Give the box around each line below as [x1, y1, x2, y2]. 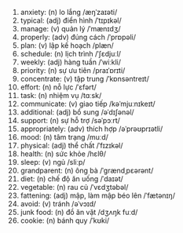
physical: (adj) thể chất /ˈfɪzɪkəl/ [20, 141, 124, 150]
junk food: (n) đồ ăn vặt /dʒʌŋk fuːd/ [20, 208, 138, 217]
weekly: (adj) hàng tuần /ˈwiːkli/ [20, 57, 121, 67]
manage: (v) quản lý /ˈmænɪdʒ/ [20, 24, 121, 33]
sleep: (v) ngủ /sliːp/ [20, 158, 86, 166]
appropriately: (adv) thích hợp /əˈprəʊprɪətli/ [20, 124, 163, 133]
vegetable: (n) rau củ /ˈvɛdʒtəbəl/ [20, 183, 129, 191]
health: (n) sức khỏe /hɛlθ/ [20, 149, 107, 158]
